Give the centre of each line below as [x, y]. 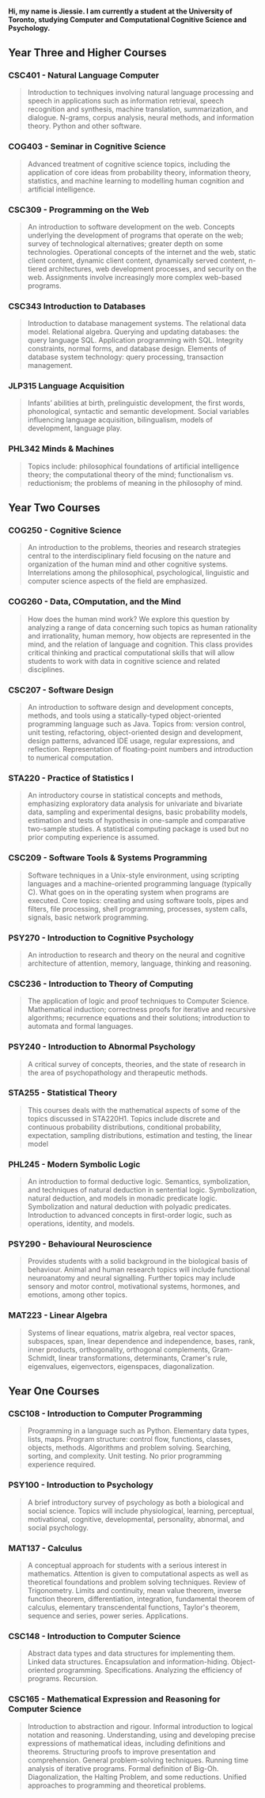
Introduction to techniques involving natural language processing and [141, 93]
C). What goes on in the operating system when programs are [128, 892]
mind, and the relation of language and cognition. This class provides [140, 644]
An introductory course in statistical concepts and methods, [125, 795]
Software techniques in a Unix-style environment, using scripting [133, 875]
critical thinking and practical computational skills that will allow [131, 652]
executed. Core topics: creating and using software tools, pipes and [138, 900]
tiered [37, 268]
